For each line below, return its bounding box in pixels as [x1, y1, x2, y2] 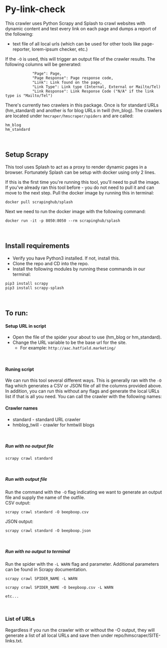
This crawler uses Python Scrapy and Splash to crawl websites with [5, 20, 146, 26]
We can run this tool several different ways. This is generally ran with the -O [5, 377, 162, 383]
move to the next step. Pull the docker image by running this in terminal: [5, 189, 154, 195]
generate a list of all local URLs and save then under [5, 632, 113, 638]
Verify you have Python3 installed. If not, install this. [12, 255, 120, 261]
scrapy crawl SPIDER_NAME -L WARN [5, 576, 78, 581]
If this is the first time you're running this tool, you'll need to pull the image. [5, 179, 160, 185]
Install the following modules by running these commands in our [12, 266, 145, 272]
